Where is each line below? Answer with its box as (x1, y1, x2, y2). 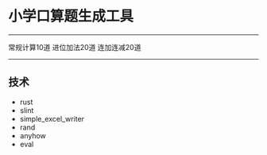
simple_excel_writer (19, 114, 85, 123)
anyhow (19, 130, 46, 140)
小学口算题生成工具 (8, 7, 134, 25)
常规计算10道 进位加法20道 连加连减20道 (8, 42, 141, 52)
